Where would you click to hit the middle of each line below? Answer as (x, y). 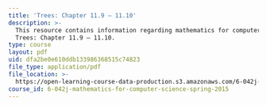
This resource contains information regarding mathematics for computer (138, 30)
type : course (30, 45)
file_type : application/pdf (55, 67)
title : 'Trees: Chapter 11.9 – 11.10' (72, 15)
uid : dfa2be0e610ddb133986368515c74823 (74, 60)
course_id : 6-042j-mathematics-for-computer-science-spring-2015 (118, 89)
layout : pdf (28, 52)
